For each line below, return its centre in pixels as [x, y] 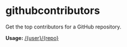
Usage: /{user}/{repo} [32, 38]
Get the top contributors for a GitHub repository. [63, 27]
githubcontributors [53, 11]
